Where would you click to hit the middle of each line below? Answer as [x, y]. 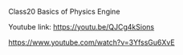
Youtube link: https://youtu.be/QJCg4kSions [81, 27]
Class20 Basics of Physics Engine [64, 12]
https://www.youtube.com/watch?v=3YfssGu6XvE [91, 42]
